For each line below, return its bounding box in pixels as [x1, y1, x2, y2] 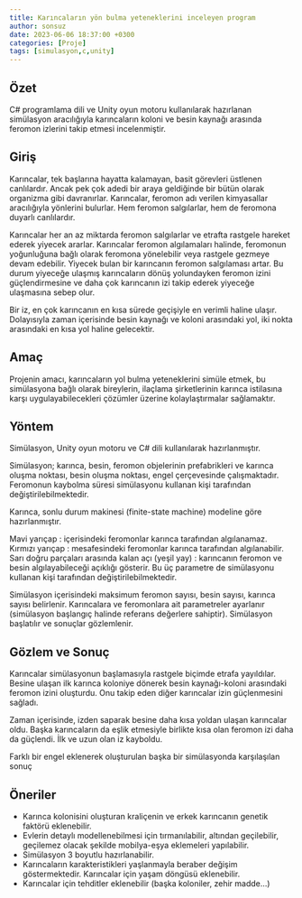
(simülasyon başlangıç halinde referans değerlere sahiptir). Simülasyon [9, 608, 273, 619]
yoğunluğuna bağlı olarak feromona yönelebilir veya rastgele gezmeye [9, 248, 270, 259]
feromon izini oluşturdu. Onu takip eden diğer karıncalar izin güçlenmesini [9, 688, 284, 699]
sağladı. [9, 697, 39, 708]
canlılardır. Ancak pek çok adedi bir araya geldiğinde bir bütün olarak [9, 182, 265, 194]
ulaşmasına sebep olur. [9, 286, 96, 298]
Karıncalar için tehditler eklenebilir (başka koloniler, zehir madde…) [22, 878, 270, 889]
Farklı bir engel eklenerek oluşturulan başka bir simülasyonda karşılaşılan [9, 751, 280, 763]
